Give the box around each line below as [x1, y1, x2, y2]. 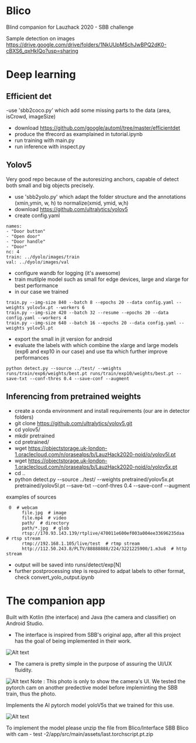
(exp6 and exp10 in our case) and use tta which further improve [14, 348, 168, 355]
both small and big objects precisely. [6, 182, 95, 189]
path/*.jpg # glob [21, 525, 69, 531]
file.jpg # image [21, 510, 67, 515]
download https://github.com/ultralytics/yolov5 [14, 205, 128, 212]
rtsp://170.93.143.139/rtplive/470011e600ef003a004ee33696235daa [21, 530, 184, 536]
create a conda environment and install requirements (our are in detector [14, 407, 190, 414]
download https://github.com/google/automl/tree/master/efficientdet [14, 124, 180, 131]
